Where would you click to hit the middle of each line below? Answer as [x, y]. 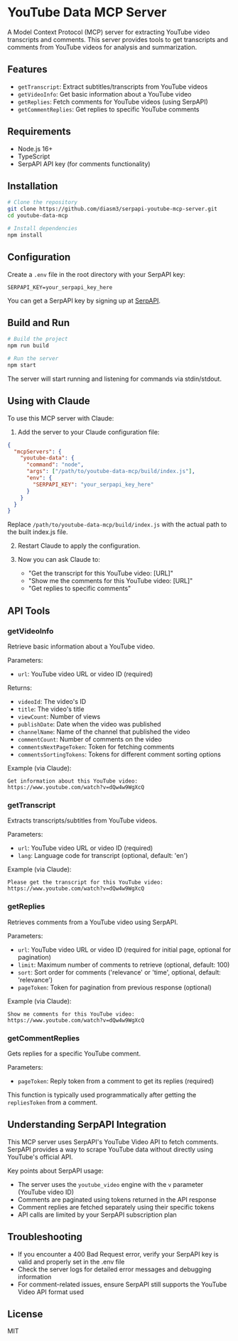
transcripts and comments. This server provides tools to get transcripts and [118, 39]
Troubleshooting [45, 1237]
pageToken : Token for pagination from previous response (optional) [114, 987]
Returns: [20, 688]
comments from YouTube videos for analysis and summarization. [102, 47]
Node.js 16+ [35, 148]
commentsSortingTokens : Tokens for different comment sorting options [119, 754]
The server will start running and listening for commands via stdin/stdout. [115, 379]
